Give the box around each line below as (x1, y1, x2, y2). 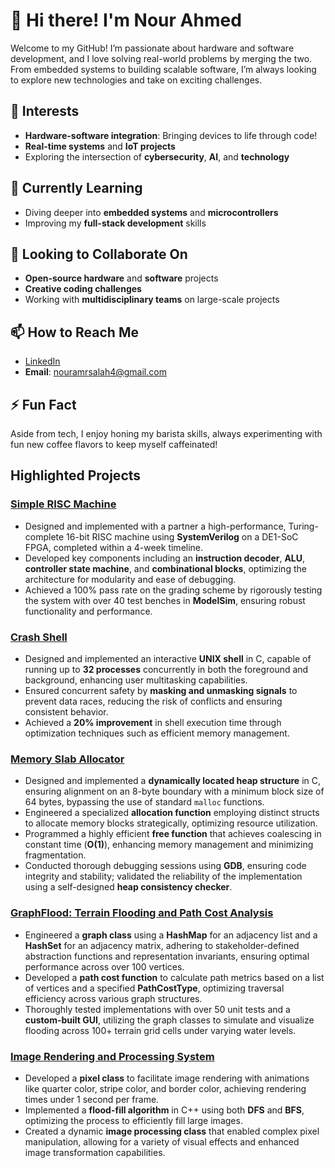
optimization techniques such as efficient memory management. (24, 727, 290, 739)
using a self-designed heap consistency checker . (24, 881, 233, 893)
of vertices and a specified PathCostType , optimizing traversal (24, 982, 285, 994)
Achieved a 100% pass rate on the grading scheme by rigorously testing (24, 584, 323, 596)
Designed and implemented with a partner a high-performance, (24, 520, 287, 532)
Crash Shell (10, 630, 68, 644)
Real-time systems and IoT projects (24, 140, 176, 152)
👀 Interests (10, 103, 80, 120)
